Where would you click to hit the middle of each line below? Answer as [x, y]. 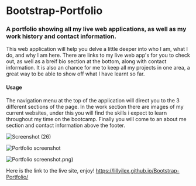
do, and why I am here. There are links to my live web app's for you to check [98, 55]
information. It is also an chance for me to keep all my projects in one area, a [98, 68]
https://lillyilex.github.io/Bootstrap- [137, 170]
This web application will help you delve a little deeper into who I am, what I [97, 49]
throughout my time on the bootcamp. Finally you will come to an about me [96, 119]
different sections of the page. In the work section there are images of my [95, 106]
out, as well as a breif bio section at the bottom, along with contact [86, 61]
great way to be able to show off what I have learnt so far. [75, 74]
